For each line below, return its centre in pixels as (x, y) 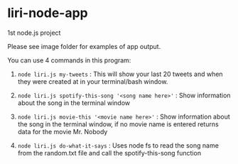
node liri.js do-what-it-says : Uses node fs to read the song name (118, 145)
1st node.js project (34, 33)
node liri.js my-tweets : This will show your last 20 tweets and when (120, 74)
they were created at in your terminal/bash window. (93, 81)
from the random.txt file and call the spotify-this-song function (109, 153)
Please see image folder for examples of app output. (84, 46)
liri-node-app (48, 13)
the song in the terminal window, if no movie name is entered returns (118, 124)
